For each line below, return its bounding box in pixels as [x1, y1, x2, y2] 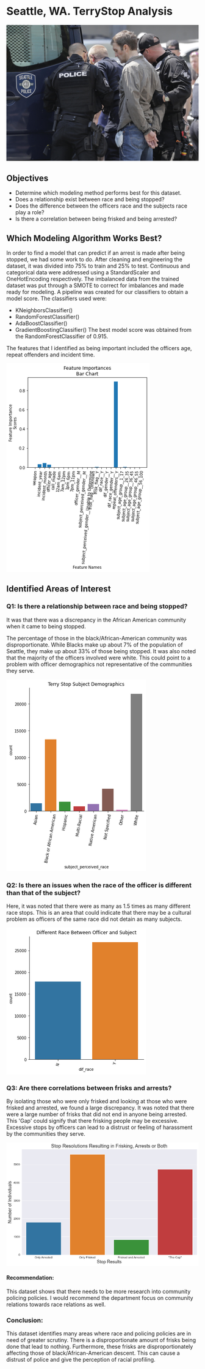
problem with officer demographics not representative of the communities [6, 660, 192, 668]
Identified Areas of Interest [6, 583, 111, 594]
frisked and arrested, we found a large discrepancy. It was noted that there [6, 1104, 195, 1112]
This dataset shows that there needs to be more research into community [6, 1288, 191, 1296]
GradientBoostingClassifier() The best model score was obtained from [15, 326, 192, 333]
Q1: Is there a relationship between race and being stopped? [6, 602, 188, 610]
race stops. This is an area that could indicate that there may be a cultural [6, 909, 192, 916]
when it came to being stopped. [6, 623, 87, 630]
